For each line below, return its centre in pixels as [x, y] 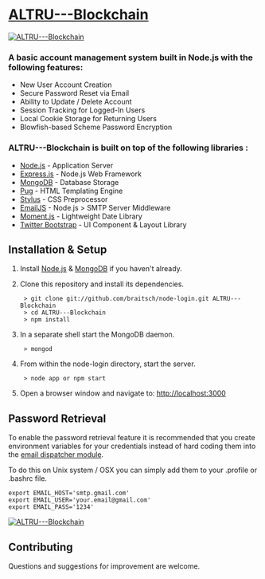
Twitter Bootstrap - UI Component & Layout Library [103, 224]
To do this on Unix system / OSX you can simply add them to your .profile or [132, 470]
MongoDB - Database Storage [69, 182]
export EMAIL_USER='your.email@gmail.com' [80, 500]
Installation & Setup [58, 249]
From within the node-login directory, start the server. [108, 364]
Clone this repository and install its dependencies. [102, 284]
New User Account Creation [66, 85]
